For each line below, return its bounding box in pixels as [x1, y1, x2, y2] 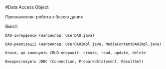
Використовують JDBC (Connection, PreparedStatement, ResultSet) [5, 59, 144, 64]
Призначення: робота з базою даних [5, 14, 83, 19]
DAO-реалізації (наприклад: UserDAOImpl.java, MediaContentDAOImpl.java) [5, 42, 162, 47]
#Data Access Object [5, 4, 49, 10]
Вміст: [5, 23, 18, 29]
